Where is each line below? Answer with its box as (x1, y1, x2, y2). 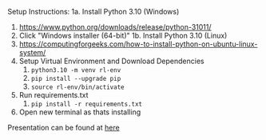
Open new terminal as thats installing (18, 107, 141, 117)
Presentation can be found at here (7, 123, 121, 132)
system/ (18, 48, 46, 57)
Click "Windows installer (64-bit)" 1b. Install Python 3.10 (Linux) (18, 31, 228, 40)
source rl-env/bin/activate (30, 83, 125, 91)
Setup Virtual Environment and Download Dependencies (18, 56, 204, 66)
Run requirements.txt (18, 90, 89, 99)
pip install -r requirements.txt (30, 100, 143, 108)
